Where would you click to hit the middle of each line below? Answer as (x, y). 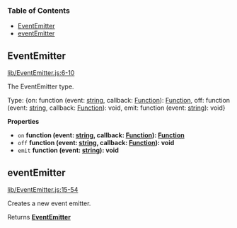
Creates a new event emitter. (49, 203)
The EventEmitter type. (41, 86)
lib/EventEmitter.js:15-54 (43, 189)
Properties (23, 122)
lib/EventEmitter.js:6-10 (41, 73)
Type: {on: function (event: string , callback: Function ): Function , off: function (119, 101)
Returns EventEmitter (39, 217)
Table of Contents (39, 11)
